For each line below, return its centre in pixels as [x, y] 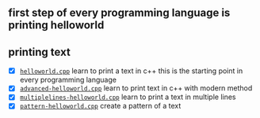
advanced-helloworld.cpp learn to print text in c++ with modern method [136, 88]
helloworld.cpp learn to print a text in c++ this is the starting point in [131, 71]
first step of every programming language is [119, 13]
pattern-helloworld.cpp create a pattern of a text [100, 106]
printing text [40, 52]
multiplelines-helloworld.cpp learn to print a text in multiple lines [128, 97]
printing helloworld [56, 26]
